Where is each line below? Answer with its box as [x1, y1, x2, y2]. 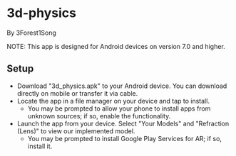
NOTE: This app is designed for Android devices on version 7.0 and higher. [6, 42, 225, 50]
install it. [27, 142, 53, 150]
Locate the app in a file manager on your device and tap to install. [16, 96, 210, 105]
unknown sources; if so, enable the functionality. [27, 111, 171, 120]
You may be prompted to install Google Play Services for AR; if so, [27, 134, 222, 143]
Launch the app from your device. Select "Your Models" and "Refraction [16, 119, 230, 128]
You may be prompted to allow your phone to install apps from [27, 104, 211, 113]
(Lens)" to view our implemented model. [16, 126, 135, 135]
